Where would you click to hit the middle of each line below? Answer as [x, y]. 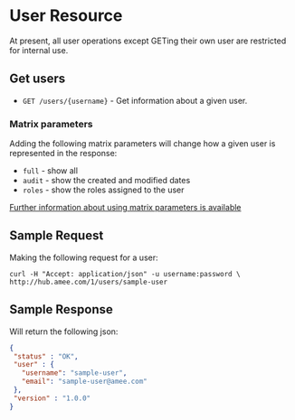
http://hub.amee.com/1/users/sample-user [89, 282]
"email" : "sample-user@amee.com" [84, 382]
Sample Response [61, 309]
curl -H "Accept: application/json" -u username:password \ [125, 274]
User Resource [66, 16]
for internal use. [39, 50]
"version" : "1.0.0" [52, 398]
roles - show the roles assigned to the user [103, 190]
